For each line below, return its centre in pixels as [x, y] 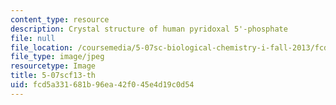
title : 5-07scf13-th [53, 76]
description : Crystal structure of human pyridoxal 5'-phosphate [149, 29]
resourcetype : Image [53, 66]
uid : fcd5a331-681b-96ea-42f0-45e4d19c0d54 [102, 85]
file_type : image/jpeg [57, 57]
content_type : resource [60, 19]
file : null [33, 38]
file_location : [42, 47]
